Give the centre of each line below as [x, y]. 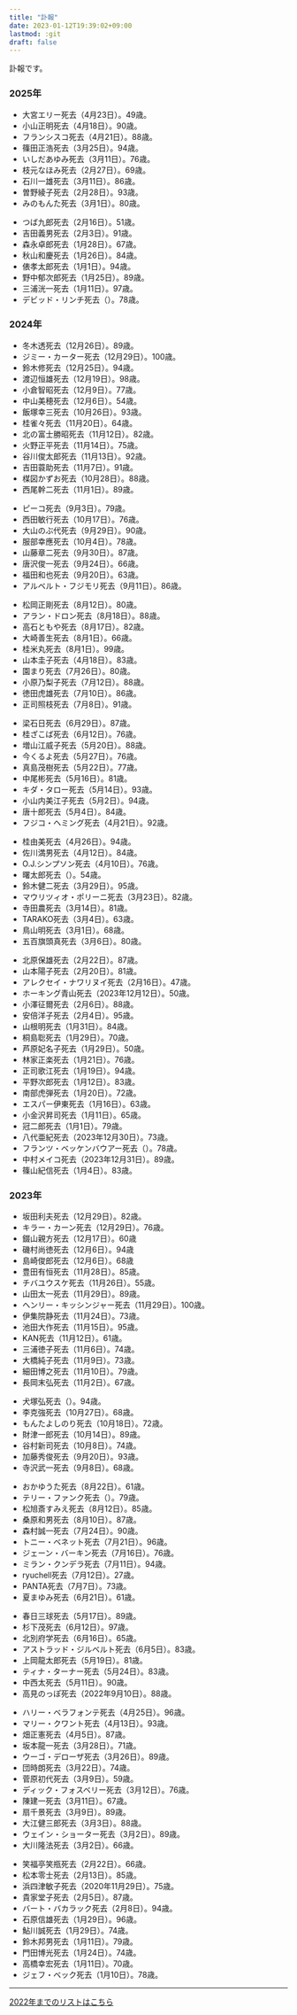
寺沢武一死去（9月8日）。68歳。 [80, 1468]
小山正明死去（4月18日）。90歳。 [82, 126]
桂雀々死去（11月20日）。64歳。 [80, 422]
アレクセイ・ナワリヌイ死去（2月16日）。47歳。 [109, 982]
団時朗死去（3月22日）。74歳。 [78, 1768]
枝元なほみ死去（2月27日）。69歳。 [86, 170]
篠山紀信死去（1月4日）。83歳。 [79, 1170]
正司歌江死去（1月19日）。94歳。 [81, 1070]
